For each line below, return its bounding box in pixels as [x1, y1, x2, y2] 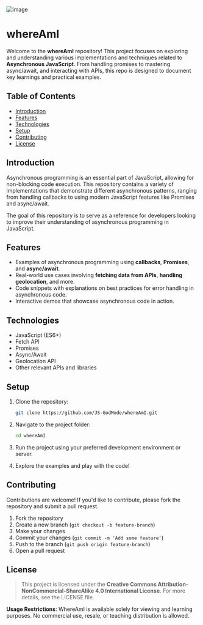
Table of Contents [6, 91, 76, 102]
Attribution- [157, 581, 189, 588]
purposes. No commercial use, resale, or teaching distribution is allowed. [6, 612, 190, 619]
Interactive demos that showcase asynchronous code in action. [15, 297, 175, 305]
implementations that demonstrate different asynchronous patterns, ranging [6, 187, 197, 194]
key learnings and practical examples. [6, 73, 102, 81]
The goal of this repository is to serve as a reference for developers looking [6, 212, 196, 219]
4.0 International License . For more [95, 587, 186, 594]
